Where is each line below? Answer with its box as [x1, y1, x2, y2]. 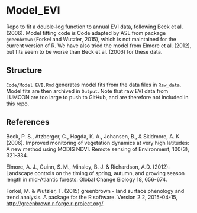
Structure [6, 66, 43, 76]
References [6, 117, 50, 127]
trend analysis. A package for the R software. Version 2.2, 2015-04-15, [6, 193, 178, 201]
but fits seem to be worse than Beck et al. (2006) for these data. [6, 48, 163, 55]
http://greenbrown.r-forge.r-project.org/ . [6, 199, 105, 207]
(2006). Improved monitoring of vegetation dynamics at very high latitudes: [6, 139, 189, 146]
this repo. [6, 100, 30, 107]
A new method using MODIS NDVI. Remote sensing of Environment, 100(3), [6, 146, 189, 153]
